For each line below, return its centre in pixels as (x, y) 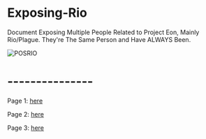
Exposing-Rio (47, 13)
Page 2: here (25, 114)
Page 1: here (25, 101)
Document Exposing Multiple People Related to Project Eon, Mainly (103, 32)
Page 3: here (25, 128)
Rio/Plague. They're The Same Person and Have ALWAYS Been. (99, 39)
